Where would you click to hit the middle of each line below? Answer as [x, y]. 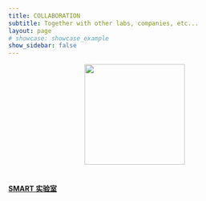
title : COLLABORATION [44, 16]
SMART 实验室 [33, 188]
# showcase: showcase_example [59, 38]
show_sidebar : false [43, 46]
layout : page [30, 31]
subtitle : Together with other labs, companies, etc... [103, 23]
